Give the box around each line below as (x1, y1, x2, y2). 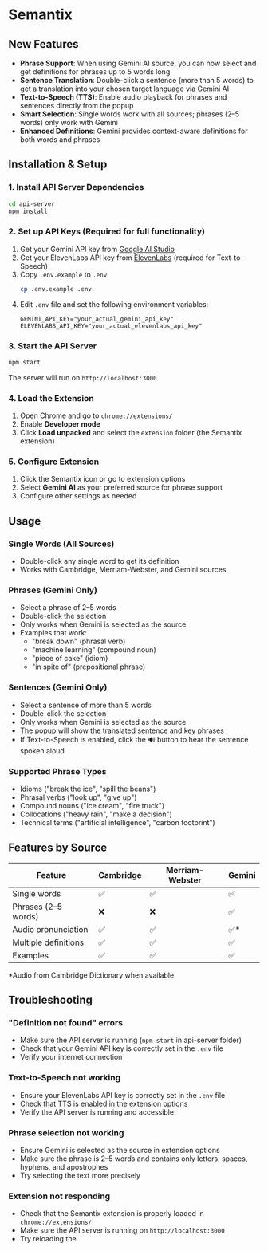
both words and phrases (19, 135, 100, 144)
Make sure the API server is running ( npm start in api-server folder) (19, 1035, 242, 1045)
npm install (8, 207, 48, 215)
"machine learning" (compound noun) (31, 645, 157, 655)
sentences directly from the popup (19, 101, 134, 110)
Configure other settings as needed (19, 491, 137, 501)
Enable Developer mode (19, 419, 101, 429)
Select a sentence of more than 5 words (19, 700, 152, 710)
